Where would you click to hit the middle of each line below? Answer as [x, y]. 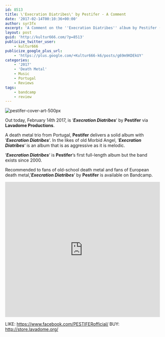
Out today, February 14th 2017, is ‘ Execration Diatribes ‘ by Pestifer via [77, 120]
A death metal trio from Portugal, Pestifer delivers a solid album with [74, 135]
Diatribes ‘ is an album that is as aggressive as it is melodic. [65, 145]
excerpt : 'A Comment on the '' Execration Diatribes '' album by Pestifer [81, 28]
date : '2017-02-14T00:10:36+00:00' [41, 19]
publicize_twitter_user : [30, 42]
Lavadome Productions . [30, 126]
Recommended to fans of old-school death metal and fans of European [77, 170]
